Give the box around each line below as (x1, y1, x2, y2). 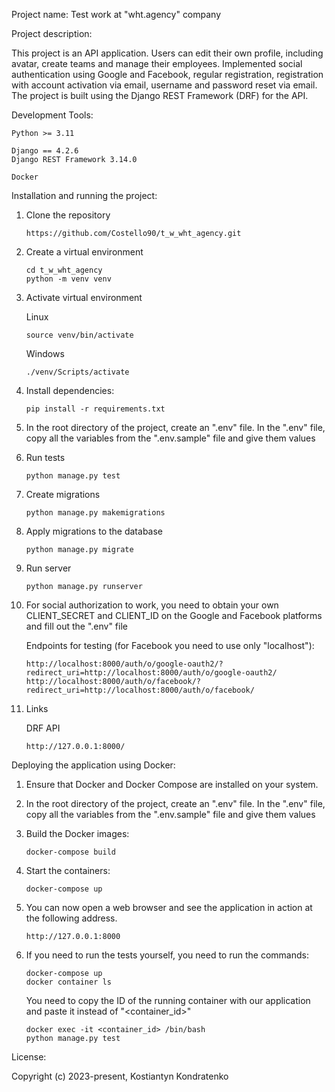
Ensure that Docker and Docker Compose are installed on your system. (25, 779, 319, 790)
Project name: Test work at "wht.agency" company (11, 9, 222, 20)
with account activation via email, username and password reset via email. (11, 79, 318, 91)
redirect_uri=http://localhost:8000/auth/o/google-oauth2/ (25, 668, 278, 678)
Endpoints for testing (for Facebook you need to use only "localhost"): (25, 640, 315, 651)
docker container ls (25, 977, 112, 987)
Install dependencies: (25, 385, 115, 396)
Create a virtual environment (25, 246, 144, 258)
